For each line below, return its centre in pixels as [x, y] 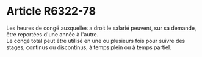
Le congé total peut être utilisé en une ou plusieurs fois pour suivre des [96, 41]
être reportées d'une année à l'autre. [52, 34]
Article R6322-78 [51, 11]
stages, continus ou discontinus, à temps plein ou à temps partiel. [89, 47]
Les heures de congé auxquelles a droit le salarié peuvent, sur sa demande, [101, 28]
